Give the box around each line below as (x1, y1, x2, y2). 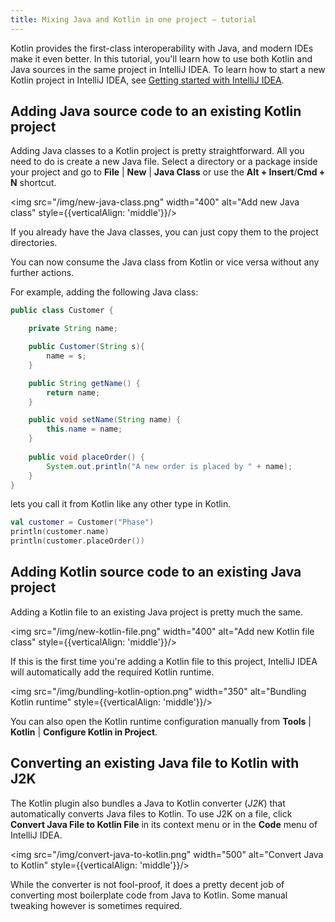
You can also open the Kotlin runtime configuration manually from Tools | (10, 715, 312, 727)
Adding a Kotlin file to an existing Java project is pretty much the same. (10, 606, 304, 618)
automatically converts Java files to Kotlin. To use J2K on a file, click (10, 807, 293, 820)
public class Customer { (10, 306, 114, 316)
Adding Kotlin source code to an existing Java (10, 564, 302, 581)
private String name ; (28, 324, 118, 334)
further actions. (10, 267, 75, 279)
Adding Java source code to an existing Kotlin (10, 103, 302, 120)
